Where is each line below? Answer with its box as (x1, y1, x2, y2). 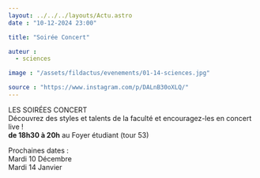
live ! (8, 122, 24, 131)
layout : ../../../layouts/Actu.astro (8, 11, 133, 20)
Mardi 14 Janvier (8, 162, 62, 172)
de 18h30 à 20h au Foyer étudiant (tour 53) (8, 130, 149, 139)
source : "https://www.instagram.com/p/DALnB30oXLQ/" (8, 84, 190, 92)
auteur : (8, 47, 37, 55)
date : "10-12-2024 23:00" (8, 19, 97, 27)
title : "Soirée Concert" (8, 33, 90, 41)
